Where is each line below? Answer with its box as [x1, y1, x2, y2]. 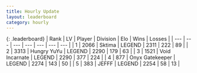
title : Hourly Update [6, 8, 60, 15]
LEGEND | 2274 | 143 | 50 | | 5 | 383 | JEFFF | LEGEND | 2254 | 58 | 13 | [6, 60, 180, 67]
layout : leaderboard [6, 14, 57, 20]
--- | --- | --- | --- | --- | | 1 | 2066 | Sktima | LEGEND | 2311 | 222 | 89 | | [12, 41, 188, 48]
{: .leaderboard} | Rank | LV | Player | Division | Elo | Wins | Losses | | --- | [6, 36, 185, 43]
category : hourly [6, 19, 49, 25]
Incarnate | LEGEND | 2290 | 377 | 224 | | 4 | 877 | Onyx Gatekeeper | [6, 54, 176, 61]
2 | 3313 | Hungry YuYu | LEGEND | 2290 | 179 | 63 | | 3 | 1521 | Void [6, 48, 171, 55]
